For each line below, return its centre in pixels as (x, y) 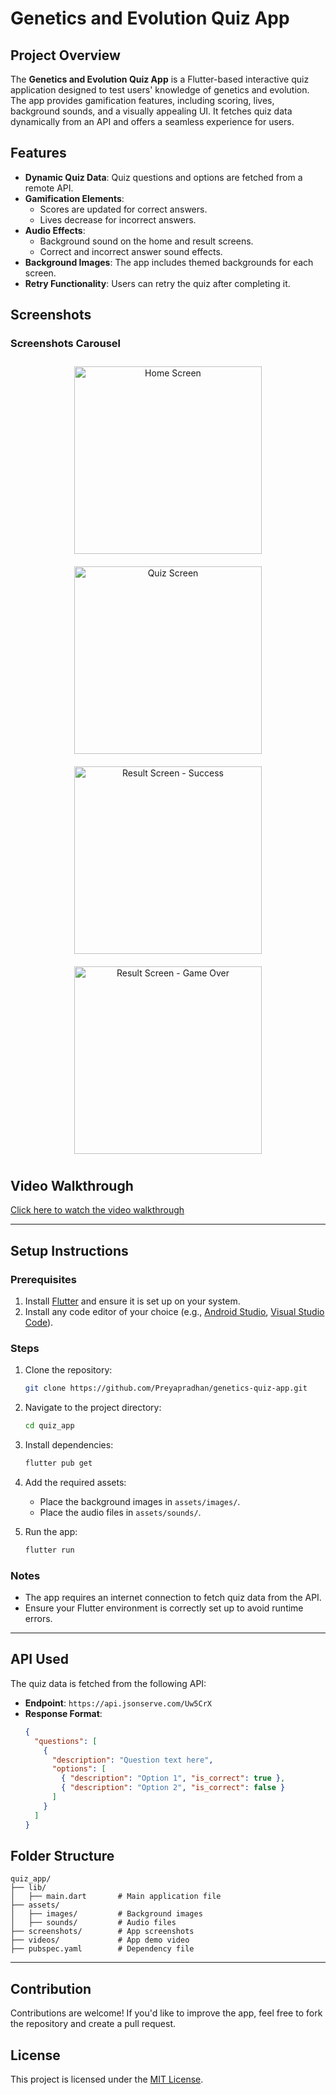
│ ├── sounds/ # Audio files (93, 1923)
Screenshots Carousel (65, 344)
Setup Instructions (69, 1250)
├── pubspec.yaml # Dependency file (102, 1949)
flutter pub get (58, 1463)
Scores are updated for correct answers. (123, 209)
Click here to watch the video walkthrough (97, 1210)
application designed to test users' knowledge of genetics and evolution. (160, 90)
